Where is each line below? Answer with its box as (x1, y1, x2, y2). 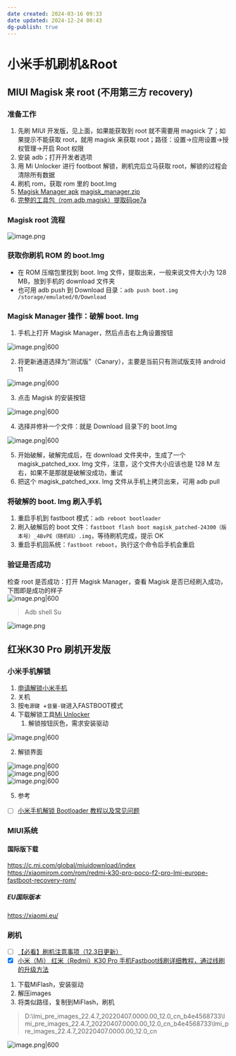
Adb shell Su (24, 608, 62, 616)
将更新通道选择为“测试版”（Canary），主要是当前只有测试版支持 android (17, 357, 225, 366)
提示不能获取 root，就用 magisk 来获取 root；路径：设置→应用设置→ (23, 136, 223, 144)
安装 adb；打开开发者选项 (17, 153, 93, 162)
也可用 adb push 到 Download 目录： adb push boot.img (17, 285, 178, 294)
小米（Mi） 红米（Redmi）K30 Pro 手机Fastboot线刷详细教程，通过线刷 (17, 956, 225, 964)
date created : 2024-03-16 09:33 (7, 10, 102, 18)
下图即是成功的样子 (7, 586, 63, 594)
